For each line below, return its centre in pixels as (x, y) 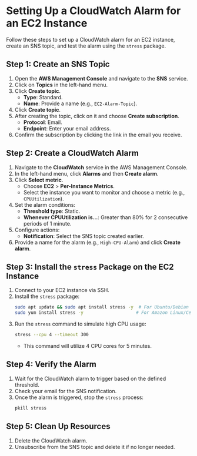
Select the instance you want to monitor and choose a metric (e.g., (104, 192)
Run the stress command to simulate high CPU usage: (80, 324)
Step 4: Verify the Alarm (51, 365)
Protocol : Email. (43, 122)
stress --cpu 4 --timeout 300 (52, 335)
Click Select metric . (39, 180)
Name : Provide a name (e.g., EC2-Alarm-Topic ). (80, 103)
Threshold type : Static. (52, 211)
